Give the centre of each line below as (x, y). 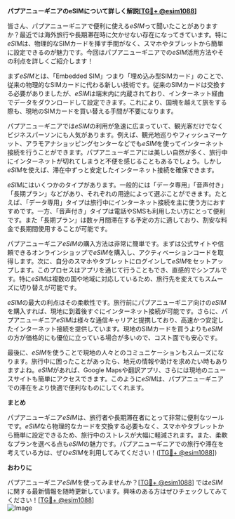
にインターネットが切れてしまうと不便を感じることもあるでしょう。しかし (115, 161)
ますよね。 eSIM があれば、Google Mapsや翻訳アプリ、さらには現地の (108, 370)
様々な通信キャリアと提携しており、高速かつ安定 (147, 320)
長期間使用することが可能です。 (65, 229)
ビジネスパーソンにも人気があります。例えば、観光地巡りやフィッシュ (108, 135)
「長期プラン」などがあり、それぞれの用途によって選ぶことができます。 (111, 193)
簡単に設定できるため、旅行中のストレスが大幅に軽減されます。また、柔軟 (120, 435)
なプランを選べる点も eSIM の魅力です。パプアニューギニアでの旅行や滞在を (116, 444)
